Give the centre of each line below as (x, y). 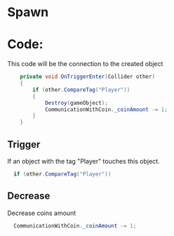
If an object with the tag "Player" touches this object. (83, 161)
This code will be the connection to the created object (85, 64)
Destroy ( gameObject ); (76, 103)
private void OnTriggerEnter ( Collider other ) (88, 77)
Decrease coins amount (41, 213)
